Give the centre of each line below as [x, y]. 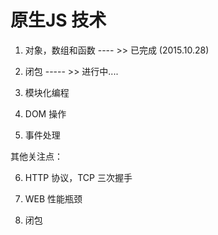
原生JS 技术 [58, 20]
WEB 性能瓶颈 [53, 198]
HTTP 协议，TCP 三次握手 [78, 177]
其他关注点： [36, 156]
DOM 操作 [45, 113]
